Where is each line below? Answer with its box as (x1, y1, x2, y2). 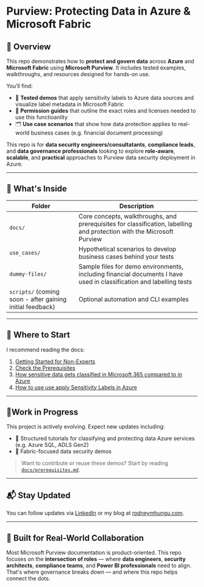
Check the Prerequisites (15, 364, 76, 371)
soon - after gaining (9, 295, 67, 303)
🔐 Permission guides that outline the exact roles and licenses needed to (15, 107, 196, 114)
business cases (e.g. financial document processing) (30, 129, 163, 136)
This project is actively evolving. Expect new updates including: (6, 423, 165, 431)
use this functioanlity (15, 114, 68, 121)
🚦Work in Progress (6, 407, 79, 418)
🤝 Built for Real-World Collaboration (6, 533, 144, 543)
